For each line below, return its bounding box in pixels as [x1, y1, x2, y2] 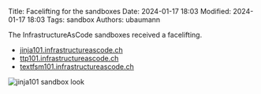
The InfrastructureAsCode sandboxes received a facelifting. [8, 31, 203, 39]
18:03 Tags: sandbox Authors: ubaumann [27, 15, 161, 24]
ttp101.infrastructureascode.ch [19, 54, 119, 63]
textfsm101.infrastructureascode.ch [19, 62, 134, 71]
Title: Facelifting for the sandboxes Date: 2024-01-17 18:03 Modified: [8, 7, 232, 16]
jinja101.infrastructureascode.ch [19, 45, 124, 54]
